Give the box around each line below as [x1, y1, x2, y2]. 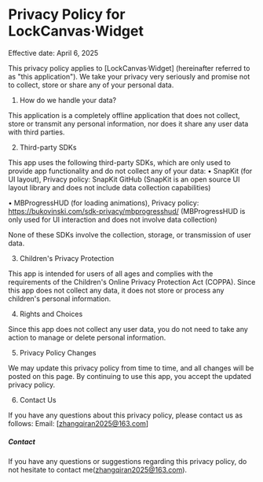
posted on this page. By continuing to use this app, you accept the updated [8, 371, 252, 381]
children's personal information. [8, 293, 111, 304]
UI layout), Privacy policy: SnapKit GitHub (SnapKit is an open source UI [8, 175, 240, 184]
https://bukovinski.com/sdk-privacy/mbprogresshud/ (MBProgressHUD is [8, 206, 246, 215]
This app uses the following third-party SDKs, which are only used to [8, 157, 232, 167]
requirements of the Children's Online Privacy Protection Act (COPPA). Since [8, 277, 256, 286]
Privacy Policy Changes [19, 348, 97, 357]
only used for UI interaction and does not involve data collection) [8, 215, 217, 224]
